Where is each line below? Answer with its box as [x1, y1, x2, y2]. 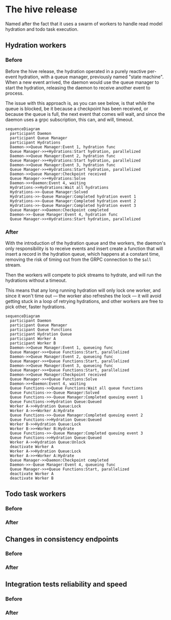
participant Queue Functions [10, 327, 72, 332]
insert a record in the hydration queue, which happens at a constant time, [5, 251, 160, 257]
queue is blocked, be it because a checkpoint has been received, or [5, 105, 148, 112]
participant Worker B [10, 341, 56, 346]
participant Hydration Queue [10, 331, 72, 336]
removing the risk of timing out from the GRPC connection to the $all [5, 256, 152, 262]
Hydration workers [5, 41, 67, 50]
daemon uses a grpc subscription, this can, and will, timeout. [5, 116, 134, 122]
